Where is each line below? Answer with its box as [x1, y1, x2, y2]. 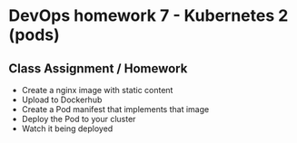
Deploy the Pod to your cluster [21, 114, 136, 124]
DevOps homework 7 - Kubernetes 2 [8, 5, 289, 26]
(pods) [8, 24, 60, 45]
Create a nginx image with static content [21, 85, 173, 95]
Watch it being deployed [21, 123, 114, 134]
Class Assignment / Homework [8, 61, 188, 76]
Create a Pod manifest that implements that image [21, 104, 210, 114]
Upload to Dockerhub [21, 94, 103, 105]
